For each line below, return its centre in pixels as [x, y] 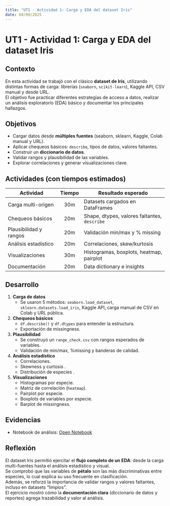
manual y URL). [28, 142]
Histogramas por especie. [47, 383]
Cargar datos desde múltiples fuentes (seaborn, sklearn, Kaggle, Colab [88, 136]
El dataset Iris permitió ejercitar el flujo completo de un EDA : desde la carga [84, 460]
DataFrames [98, 208]
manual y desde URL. [27, 92]
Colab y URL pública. [42, 313]
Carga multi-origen [31, 205]
